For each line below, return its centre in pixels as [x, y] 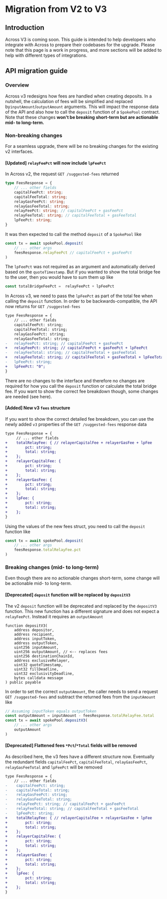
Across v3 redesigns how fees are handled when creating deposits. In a [79, 96]
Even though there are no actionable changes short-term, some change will [83, 578]
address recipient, [34, 634]
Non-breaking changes [34, 135]
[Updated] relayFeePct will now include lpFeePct [56, 163]
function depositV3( [27, 626]
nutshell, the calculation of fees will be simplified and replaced [69, 101]
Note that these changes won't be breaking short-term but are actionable [82, 117]
